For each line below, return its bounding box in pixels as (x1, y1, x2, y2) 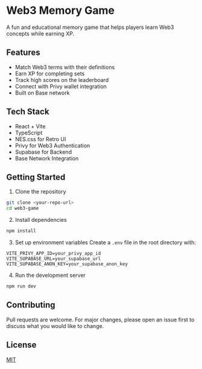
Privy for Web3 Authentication (14, 142, 90, 149)
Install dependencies (14, 216, 68, 224)
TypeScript (14, 129, 43, 136)
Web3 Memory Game (6, 4, 115, 17)
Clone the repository (14, 188, 66, 195)
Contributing (6, 300, 55, 311)
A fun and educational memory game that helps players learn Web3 (6, 24, 174, 31)
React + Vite (14, 122, 46, 130)
